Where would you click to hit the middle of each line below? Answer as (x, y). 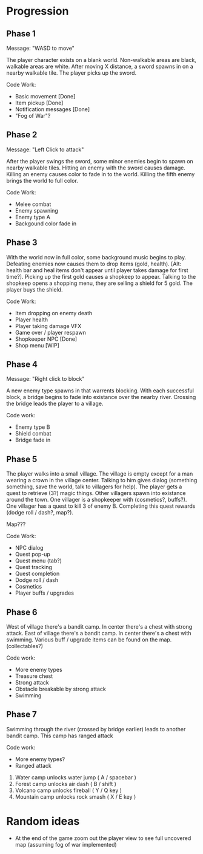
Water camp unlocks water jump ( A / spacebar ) (75, 777)
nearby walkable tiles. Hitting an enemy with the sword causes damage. (96, 168)
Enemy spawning (37, 210)
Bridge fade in (33, 440)
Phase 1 (21, 34)
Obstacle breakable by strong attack (60, 689)
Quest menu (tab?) (38, 561)
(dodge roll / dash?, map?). (40, 513)
